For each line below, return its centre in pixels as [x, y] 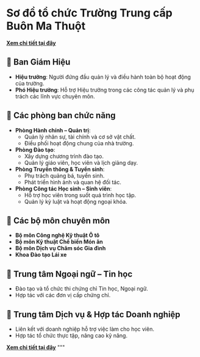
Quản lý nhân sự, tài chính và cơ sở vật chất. [80, 137]
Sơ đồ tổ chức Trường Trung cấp [89, 13]
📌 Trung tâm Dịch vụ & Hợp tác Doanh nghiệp [94, 314]
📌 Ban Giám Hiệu [38, 62]
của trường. [30, 83]
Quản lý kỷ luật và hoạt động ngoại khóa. [76, 201]
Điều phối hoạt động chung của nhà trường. [79, 143]
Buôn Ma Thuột [46, 26]
